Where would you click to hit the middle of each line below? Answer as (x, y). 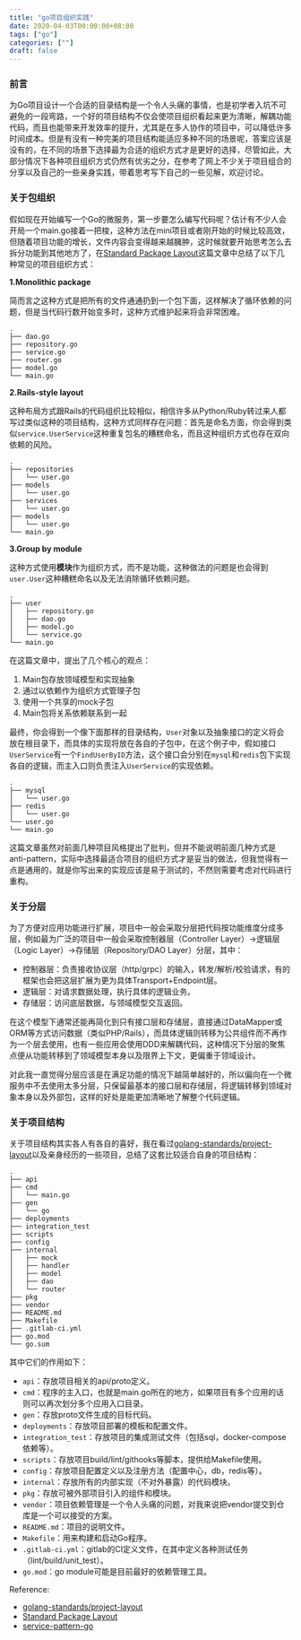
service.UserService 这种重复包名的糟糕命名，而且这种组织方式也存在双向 (154, 433)
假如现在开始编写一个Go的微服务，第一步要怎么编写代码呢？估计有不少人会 (148, 219)
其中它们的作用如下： (48, 1362)
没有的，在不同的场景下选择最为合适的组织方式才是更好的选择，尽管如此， (146, 150)
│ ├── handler (39, 1266)
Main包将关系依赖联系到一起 (74, 713)
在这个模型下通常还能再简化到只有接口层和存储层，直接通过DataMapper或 (146, 1022)
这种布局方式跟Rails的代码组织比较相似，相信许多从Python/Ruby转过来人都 (148, 411)
